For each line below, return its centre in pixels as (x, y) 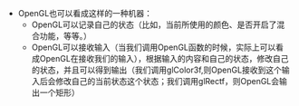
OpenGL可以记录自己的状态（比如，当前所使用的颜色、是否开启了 (154, 24)
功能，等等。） (66, 36)
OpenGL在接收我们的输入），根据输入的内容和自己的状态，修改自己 (164, 58)
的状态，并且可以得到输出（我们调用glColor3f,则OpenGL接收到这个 (157, 70)
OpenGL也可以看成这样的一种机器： (85, 13)
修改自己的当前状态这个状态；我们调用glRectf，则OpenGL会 (168, 81)
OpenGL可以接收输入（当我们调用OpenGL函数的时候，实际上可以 (154, 47)
